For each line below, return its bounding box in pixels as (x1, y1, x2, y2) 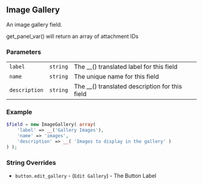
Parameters (6, 48, 41, 56)
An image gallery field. (6, 21, 62, 28)
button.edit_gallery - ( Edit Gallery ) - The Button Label (14, 172, 156, 180)
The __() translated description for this (74, 82, 182, 91)
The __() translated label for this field (74, 63, 178, 71)
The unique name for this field (74, 73, 159, 81)
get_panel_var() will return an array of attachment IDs (6, 33, 139, 40)
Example (6, 108, 33, 117)
